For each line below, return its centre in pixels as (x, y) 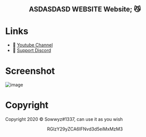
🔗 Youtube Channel (33, 45)
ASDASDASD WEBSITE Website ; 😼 (85, 9)
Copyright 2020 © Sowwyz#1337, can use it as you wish (64, 119)
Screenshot (30, 71)
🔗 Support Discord (32, 51)
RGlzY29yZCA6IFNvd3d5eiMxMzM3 (85, 129)
